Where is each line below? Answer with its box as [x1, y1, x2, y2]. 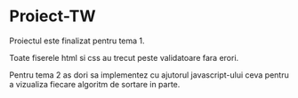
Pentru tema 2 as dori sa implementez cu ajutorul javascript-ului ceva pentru [9, 69, 289, 80]
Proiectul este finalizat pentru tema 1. [9, 35, 145, 46]
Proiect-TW [9, 6, 96, 26]
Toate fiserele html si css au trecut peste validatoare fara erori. [9, 52, 239, 63]
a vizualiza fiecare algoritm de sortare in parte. [9, 79, 181, 89]
